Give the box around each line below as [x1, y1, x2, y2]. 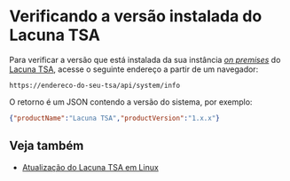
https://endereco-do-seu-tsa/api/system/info [9, 81, 180, 90]
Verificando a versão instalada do [9, 6, 263, 27]
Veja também [9, 138, 84, 153]
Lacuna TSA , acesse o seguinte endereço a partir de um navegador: [9, 64, 259, 75]
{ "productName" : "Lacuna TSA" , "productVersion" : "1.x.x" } [9, 114, 220, 122]
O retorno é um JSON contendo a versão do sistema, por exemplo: [9, 96, 253, 107]
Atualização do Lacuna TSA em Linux [21, 161, 160, 172]
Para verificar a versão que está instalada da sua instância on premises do [9, 54, 281, 65]
